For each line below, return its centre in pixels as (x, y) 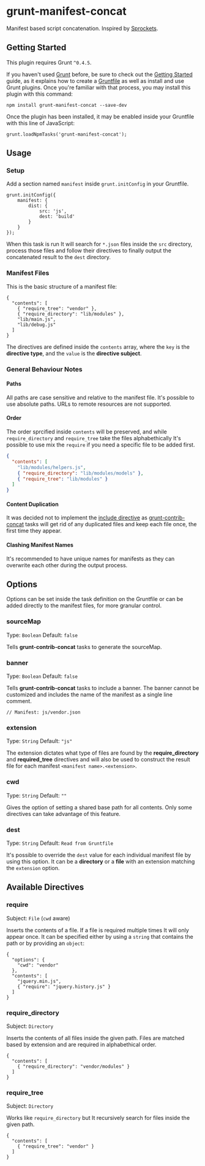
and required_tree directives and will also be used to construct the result (99, 760)
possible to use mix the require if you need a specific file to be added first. (101, 445)
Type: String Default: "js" (39, 741)
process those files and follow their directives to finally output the (89, 251)
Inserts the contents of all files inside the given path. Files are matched (95, 1038)
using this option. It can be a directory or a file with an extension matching (101, 861)
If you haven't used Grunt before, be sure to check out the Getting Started (99, 74)
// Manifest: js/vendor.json (43, 712)
